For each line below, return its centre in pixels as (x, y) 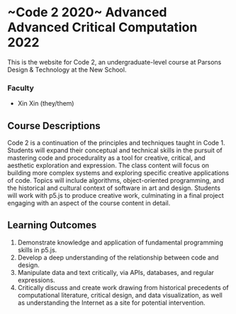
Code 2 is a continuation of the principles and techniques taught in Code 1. (116, 143)
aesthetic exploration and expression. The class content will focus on (108, 166)
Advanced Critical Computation (102, 27)
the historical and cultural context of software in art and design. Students (114, 188)
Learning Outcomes (52, 225)
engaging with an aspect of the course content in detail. (89, 203)
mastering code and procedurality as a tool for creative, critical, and (106, 158)
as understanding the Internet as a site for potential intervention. (111, 303)
